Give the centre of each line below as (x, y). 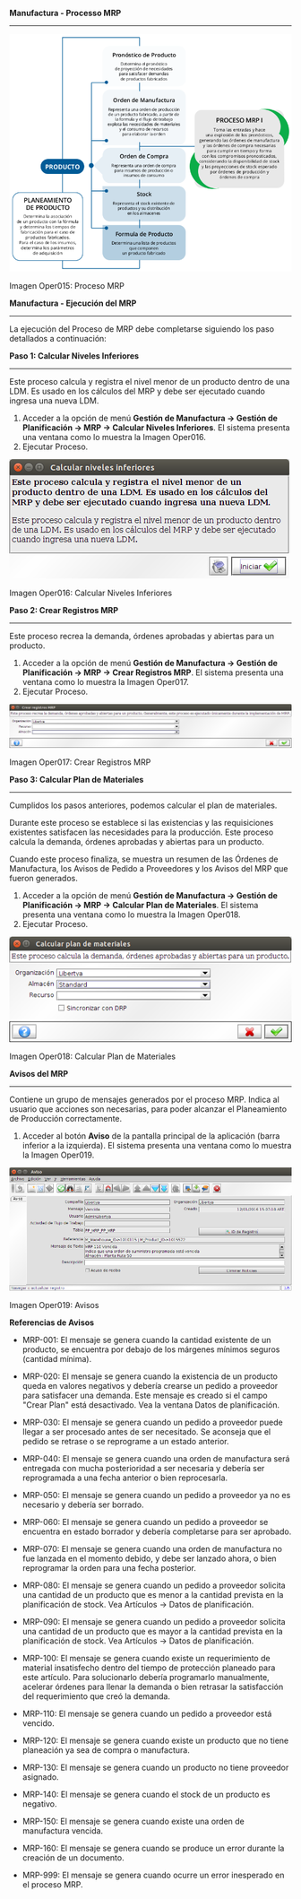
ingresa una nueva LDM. (54, 400)
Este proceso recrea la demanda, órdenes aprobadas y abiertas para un (142, 636)
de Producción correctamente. (66, 1118)
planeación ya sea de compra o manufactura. (106, 1750)
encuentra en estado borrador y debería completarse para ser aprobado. (157, 1531)
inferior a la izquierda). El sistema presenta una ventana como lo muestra (157, 1145)
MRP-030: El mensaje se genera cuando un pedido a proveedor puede (153, 1422)
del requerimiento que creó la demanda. (96, 1696)
